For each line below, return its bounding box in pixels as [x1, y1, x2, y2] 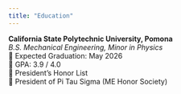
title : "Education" [8, 11, 74, 20]
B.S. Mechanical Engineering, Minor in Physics [8, 42, 163, 52]
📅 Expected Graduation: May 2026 [8, 51, 123, 60]
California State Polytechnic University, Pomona [8, 34, 173, 43]
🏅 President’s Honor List [8, 67, 88, 77]
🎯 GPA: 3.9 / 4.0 [8, 59, 62, 69]
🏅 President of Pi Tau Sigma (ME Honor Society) [8, 76, 167, 86]
